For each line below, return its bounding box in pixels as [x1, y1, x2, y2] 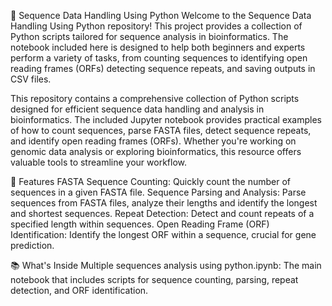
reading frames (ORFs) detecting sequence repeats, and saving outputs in [10, 63, 316, 74]
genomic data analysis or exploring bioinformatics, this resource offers [10, 146, 302, 157]
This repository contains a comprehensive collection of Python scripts [10, 93, 300, 104]
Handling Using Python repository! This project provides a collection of [10, 20, 303, 32]
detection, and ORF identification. [10, 285, 149, 296]
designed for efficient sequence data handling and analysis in [10, 103, 265, 115]
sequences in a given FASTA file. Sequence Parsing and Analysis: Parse [10, 186, 307, 198]
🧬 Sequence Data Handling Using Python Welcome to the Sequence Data [10, 10, 312, 21]
